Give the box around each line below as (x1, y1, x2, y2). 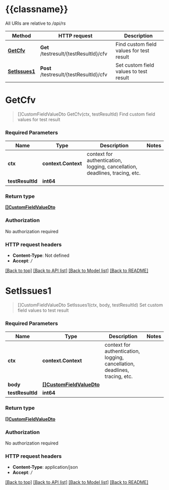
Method (12, 32, 31, 39)
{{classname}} (5, 4, 68, 15)
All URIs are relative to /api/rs (5, 20, 66, 26)
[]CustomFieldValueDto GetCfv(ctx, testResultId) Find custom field (17, 111, 155, 117)
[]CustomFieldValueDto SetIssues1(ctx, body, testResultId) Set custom (17, 302, 163, 308)
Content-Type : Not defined (12, 252, 69, 258)
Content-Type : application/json (12, 464, 78, 470)
